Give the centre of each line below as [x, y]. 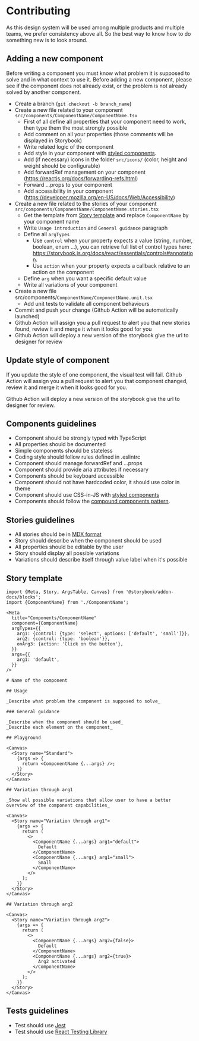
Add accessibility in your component [68, 191]
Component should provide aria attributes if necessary [81, 470]
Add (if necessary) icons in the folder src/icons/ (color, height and [105, 159]
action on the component [63, 272]
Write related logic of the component [69, 146]
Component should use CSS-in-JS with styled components [87, 495]
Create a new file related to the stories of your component [86, 203]
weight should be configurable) [62, 165]
